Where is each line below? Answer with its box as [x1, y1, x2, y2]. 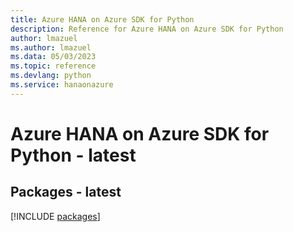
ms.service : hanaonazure [10, 80, 114, 90]
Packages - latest [10, 184, 122, 201]
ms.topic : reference [10, 61, 97, 71]
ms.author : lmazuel [10, 42, 92, 53]
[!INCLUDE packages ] [10, 210, 101, 222]
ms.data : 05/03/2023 [10, 52, 97, 62]
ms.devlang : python [10, 71, 92, 81]
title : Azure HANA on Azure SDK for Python [10, 14, 195, 25]
